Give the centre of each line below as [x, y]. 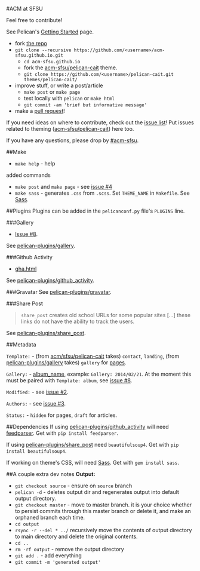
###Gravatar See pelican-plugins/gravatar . [59, 292]
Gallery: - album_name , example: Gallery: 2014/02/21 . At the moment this [99, 374]
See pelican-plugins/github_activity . [50, 280]
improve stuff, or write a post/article [59, 85]
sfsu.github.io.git [39, 56]
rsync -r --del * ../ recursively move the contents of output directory [103, 530]
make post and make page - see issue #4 [63, 187]
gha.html [26, 269]
